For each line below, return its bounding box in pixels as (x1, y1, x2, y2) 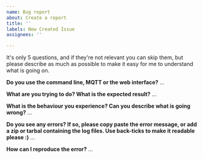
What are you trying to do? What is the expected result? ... (6, 91, 157, 98)
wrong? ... (6, 109, 32, 116)
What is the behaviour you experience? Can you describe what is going (6, 102, 191, 110)
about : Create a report (6, 15, 67, 21)
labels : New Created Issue (6, 26, 75, 32)
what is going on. (6, 67, 50, 74)
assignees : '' (6, 32, 43, 38)
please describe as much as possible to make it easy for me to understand (6, 61, 193, 68)
